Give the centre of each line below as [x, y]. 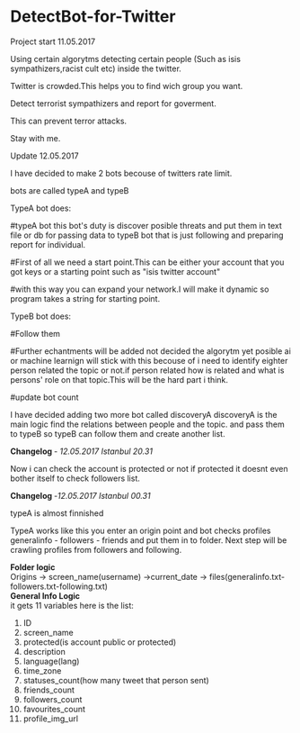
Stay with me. [35, 138]
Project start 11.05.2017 [53, 41]
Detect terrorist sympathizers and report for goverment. [113, 103]
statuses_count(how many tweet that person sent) [116, 680]
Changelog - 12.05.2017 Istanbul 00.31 [80, 495]
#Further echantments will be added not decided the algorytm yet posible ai [150, 351]
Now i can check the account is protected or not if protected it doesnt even [149, 468]
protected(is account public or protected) [100, 642]
